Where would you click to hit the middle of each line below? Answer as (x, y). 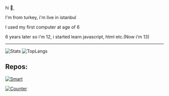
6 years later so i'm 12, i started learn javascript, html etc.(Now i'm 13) (77, 37)
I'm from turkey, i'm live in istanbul (41, 17)
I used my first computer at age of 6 (43, 27)
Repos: (16, 67)
